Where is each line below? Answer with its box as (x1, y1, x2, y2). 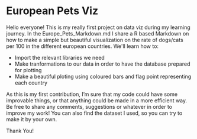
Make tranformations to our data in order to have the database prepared (14, 60, 190, 67)
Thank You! (6, 127, 34, 134)
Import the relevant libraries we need (14, 54, 105, 61)
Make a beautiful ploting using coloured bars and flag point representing (14, 73, 192, 80)
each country (14, 79, 48, 86)
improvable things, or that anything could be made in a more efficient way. (6, 96, 188, 104)
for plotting (14, 66, 42, 73)
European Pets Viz (6, 4, 99, 18)
